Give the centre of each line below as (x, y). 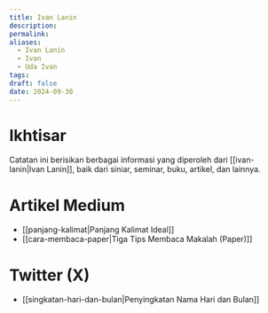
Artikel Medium (67, 205)
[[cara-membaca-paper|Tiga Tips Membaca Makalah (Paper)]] (137, 239)
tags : (19, 75)
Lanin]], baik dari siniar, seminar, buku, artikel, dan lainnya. (154, 169)
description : (33, 26)
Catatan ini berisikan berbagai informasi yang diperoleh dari (118, 160)
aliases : (25, 42)
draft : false (33, 83)
